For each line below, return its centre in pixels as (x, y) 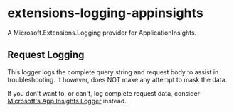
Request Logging (46, 55)
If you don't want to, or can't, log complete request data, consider (104, 93)
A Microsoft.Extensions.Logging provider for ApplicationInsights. (102, 33)
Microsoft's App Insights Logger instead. (67, 101)
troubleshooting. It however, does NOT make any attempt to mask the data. (117, 79)
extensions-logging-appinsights (106, 13)
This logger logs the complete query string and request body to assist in (113, 72)
